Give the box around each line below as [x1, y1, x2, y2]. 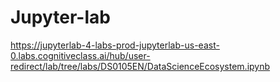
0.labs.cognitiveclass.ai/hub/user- [10, 49, 151, 61]
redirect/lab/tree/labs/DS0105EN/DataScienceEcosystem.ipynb [10, 60, 271, 72]
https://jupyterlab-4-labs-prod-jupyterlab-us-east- [10, 39, 220, 51]
